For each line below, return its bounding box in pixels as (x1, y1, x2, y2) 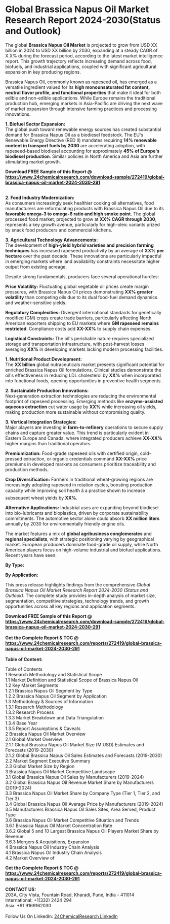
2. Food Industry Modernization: (5, 194, 75, 201)
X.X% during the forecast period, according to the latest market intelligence (5, 52, 163, 59)
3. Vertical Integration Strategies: (5, 419, 77, 425)
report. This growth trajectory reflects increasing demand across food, (5, 58, 152, 64)
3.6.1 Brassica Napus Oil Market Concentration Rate (5, 822, 113, 829)
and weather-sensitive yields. (5, 300, 67, 306)
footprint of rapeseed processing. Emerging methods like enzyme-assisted (5, 398, 163, 404)
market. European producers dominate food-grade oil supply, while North (5, 541, 158, 547)
